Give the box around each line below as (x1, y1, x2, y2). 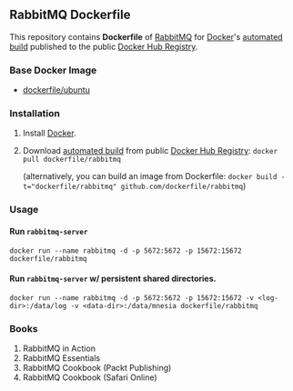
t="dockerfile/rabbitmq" (22, 182, 117, 192)
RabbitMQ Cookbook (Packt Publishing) (22, 363, 172, 374)
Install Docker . (22, 127, 76, 139)
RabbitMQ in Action (22, 343, 96, 354)
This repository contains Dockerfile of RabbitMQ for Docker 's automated (9, 31, 284, 42)
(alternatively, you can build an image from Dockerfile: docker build (22, 171, 278, 182)
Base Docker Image (9, 64, 97, 76)
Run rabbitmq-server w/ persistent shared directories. (9, 273, 217, 285)
